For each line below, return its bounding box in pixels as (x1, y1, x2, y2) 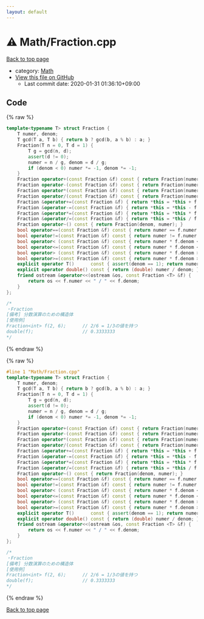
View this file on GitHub (15, 74, 75, 81)
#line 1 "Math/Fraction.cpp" (6, 368, 80, 375)
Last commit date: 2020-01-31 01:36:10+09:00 (24, 80, 141, 87)
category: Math (15, 67, 54, 74)
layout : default (6, 9, 47, 15)
